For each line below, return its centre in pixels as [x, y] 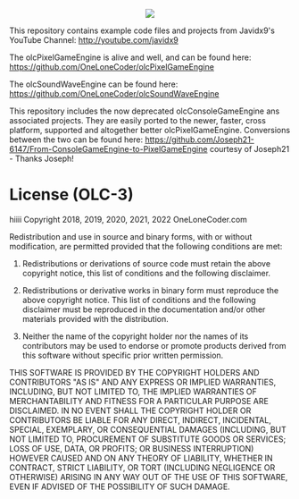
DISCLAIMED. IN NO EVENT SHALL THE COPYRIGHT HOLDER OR [130, 410]
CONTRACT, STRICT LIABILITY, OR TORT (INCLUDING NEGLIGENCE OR [142, 467]
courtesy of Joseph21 [249, 149]
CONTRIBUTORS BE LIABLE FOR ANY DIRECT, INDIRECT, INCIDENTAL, [141, 419]
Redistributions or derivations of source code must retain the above [146, 263]
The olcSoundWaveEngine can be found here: [94, 84]
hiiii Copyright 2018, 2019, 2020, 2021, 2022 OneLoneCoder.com [129, 219]
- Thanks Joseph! [42, 158]
